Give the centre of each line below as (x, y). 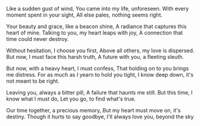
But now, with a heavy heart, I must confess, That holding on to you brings (98, 68)
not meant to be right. (33, 81)
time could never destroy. (38, 39)
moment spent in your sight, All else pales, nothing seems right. (84, 15)
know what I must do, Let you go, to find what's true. (71, 99)
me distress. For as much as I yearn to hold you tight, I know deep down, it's (100, 75)
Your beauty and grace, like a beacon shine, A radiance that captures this (96, 26)
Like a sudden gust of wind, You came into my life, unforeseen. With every (98, 9)
